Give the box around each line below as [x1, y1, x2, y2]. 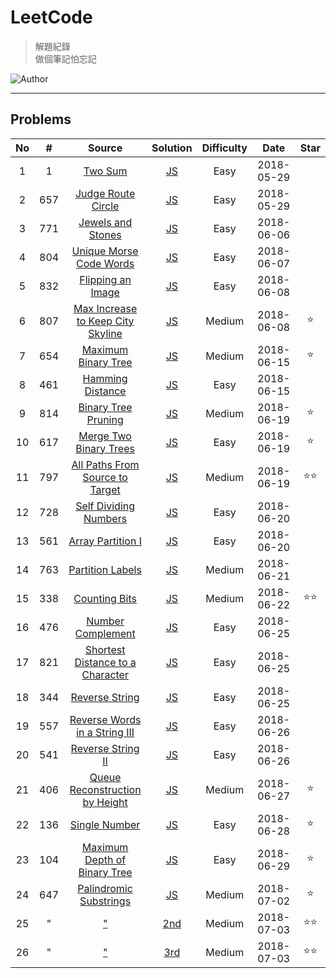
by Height [82, 795, 128, 809]
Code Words [75, 256, 135, 270]
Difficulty [201, 141, 248, 155]
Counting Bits [73, 591, 137, 605]
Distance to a [74, 655, 137, 669]
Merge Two [78, 429, 132, 443]
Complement [74, 626, 136, 640]
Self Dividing [75, 499, 136, 513]
